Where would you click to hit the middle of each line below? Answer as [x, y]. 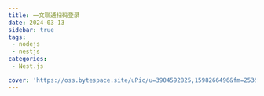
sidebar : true [31, 30]
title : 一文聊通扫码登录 [44, 15]
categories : [27, 59]
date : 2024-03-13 [37, 23]
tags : [17, 37]
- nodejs [26, 44]
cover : [19, 80]
